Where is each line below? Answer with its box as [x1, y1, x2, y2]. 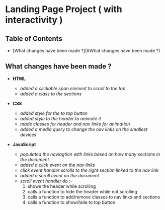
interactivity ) [5, 14, 63, 26]
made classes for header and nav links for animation [20, 121, 130, 127]
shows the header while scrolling [27, 183, 96, 189]
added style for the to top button [20, 110, 88, 116]
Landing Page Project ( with [5, 4, 122, 15]
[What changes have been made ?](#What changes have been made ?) [12, 48, 160, 53]
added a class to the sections [20, 91, 82, 97]
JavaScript [12, 141, 36, 147]
